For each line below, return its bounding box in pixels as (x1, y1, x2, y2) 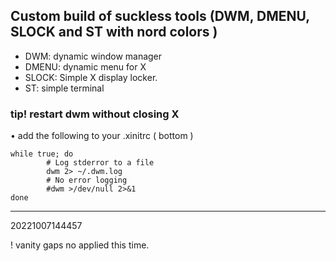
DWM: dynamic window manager (24, 50, 163, 62)
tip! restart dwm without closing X (10, 107, 180, 121)
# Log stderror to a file (46, 158, 155, 168)
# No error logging (46, 175, 128, 186)
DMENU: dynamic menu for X (24, 60, 147, 73)
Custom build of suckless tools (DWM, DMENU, (10, 8, 310, 25)
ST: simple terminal (24, 82, 105, 94)
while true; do (10, 149, 74, 159)
